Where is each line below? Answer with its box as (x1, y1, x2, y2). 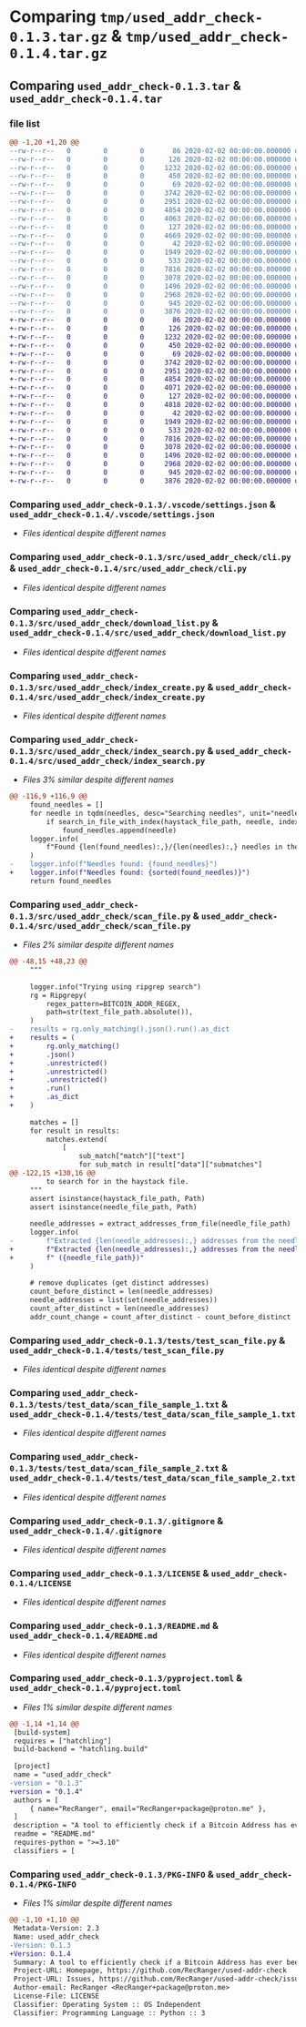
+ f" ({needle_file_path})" (9, 1253, 145, 1262)
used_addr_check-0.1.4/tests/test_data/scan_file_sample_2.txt (9, 1473, 296, 1483)
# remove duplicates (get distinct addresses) (29, 1278, 209, 1288)
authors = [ (13, 1796, 59, 1805)
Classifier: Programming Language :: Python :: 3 (13, 2008, 206, 2018)
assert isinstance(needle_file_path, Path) (29, 1202, 198, 1212)
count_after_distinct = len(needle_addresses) (29, 1304, 209, 1313)
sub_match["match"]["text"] (78, 1152, 185, 1161)
